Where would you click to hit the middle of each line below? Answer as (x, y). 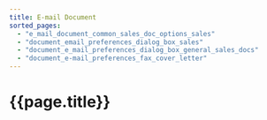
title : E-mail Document (53, 17)
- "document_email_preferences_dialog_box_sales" (110, 42)
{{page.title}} (60, 102)
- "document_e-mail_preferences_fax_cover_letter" (112, 58)
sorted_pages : (35, 26)
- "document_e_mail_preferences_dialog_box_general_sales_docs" (138, 50)
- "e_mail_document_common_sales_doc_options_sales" (116, 34)
